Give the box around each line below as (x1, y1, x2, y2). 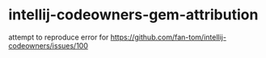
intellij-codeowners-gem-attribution (8, 6, 259, 24)
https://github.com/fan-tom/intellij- (110, 32, 226, 42)
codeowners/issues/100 (8, 40, 89, 50)
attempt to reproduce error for (8, 32, 109, 42)
